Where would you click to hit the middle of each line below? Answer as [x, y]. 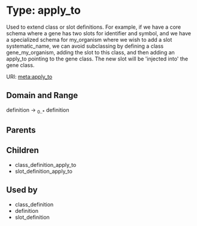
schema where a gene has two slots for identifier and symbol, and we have [99, 33]
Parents [21, 130]
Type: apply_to [43, 10]
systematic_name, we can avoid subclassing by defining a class [85, 46]
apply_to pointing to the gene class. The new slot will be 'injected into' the [97, 59]
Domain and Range [42, 95]
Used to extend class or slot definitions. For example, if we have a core [94, 27]
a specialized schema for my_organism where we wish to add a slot [89, 39]
